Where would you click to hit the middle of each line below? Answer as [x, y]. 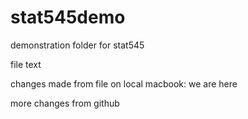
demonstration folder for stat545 [77, 45]
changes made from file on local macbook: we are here [124, 83]
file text [26, 64]
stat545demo [68, 17]
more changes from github [65, 103]
